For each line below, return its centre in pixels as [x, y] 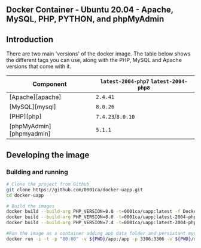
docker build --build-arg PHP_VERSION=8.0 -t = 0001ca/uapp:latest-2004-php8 [103, 217]
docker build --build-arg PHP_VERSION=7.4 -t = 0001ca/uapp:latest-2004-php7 [103, 223]
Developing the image [48, 155]
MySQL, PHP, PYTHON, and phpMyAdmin [85, 19]
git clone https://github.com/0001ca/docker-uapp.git [75, 190]
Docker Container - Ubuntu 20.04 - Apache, [90, 10]
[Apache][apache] [35, 97]
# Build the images [31, 206]
